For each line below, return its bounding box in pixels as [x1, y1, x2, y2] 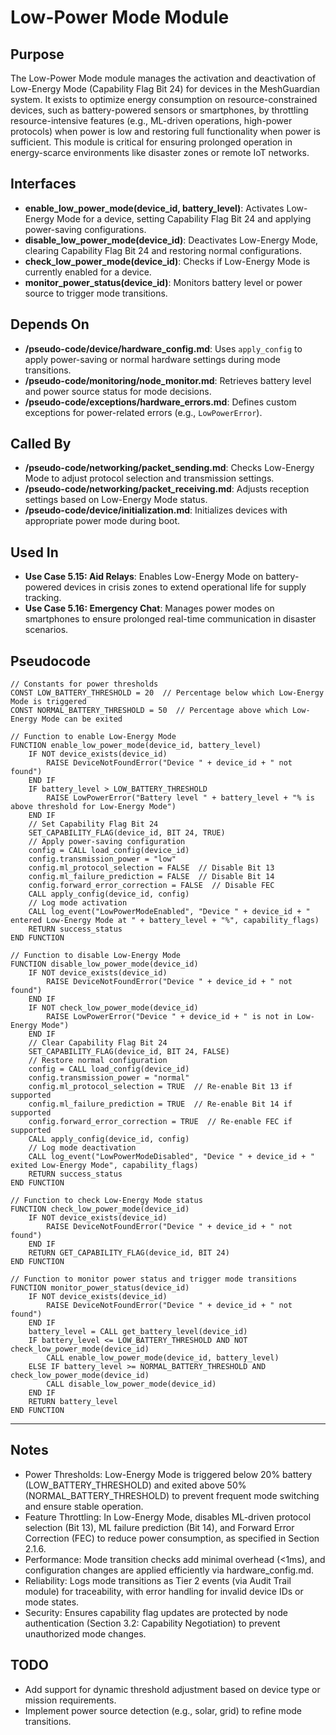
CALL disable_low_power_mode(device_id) [46, 1379, 217, 1390]
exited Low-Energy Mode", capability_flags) [10, 1161, 199, 1171]
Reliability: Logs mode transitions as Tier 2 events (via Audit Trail [24, 1574, 292, 1586]
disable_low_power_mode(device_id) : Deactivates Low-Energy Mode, [24, 234, 319, 246]
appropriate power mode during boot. [24, 515, 181, 527]
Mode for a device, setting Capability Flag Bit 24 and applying [56, 212, 312, 225]
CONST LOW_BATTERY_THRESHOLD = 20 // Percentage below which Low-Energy [10, 688, 325, 698]
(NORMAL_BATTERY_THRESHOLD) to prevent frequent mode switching [24, 1489, 320, 1501]
